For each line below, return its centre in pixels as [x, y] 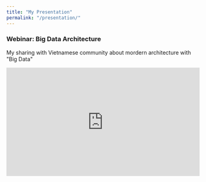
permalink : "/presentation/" [44, 18]
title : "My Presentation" [39, 12]
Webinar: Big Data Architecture [54, 39]
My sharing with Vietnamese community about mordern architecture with [99, 52]
